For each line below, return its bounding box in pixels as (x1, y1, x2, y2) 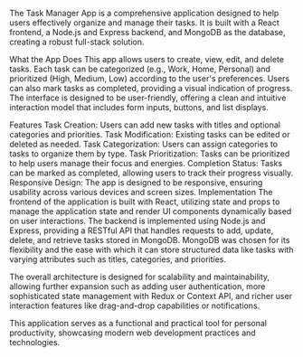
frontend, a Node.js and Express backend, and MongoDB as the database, (9, 27, 287, 37)
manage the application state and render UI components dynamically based (9, 206, 292, 216)
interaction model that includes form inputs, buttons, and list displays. (9, 102, 269, 112)
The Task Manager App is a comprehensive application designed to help (9, 8, 279, 18)
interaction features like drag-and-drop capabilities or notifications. (9, 300, 260, 311)
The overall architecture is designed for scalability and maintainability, (9, 271, 270, 282)
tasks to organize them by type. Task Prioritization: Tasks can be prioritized (9, 148, 290, 159)
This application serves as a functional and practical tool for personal (9, 318, 267, 328)
